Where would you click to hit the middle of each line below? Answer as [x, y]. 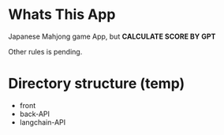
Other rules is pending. [45, 51]
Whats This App [62, 15]
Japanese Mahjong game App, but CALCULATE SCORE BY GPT [112, 36]
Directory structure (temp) [97, 84]
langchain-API [43, 122]
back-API [34, 114]
